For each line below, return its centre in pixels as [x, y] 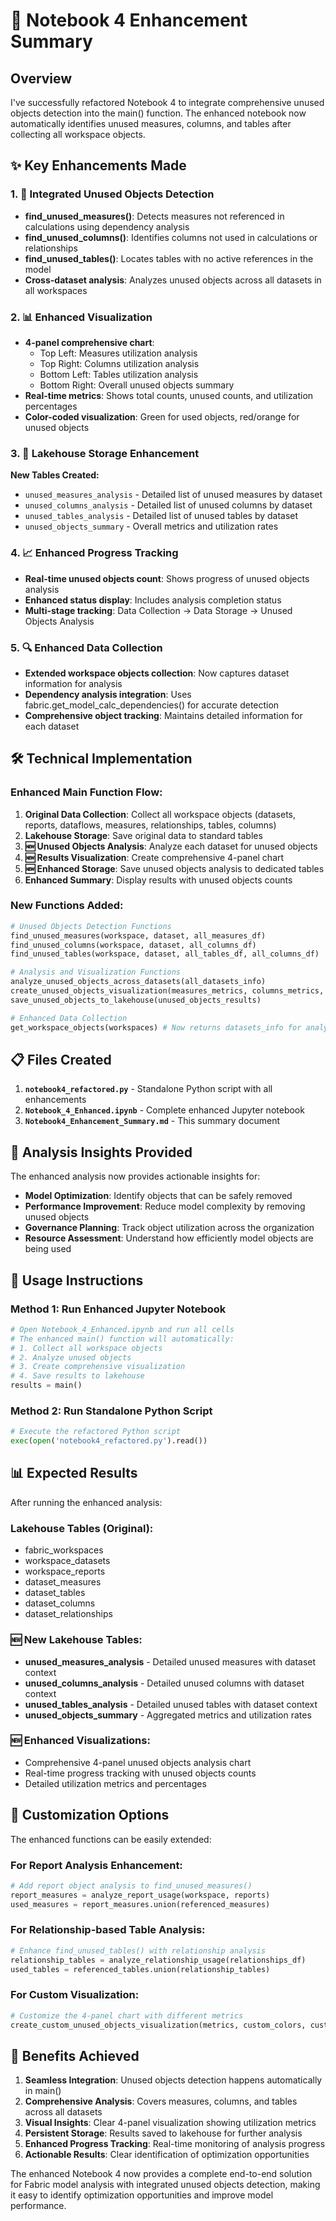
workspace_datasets [67, 1561]
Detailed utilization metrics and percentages [115, 1783]
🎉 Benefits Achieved [75, 2055]
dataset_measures [63, 1582]
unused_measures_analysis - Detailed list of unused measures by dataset [173, 495]
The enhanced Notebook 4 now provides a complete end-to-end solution [161, 2174]
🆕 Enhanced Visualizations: [80, 1741]
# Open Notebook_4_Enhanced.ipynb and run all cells [122, 1329]
